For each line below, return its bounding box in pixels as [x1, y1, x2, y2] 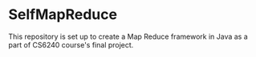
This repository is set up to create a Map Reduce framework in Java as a [8, 32, 249, 41]
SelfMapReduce [8, 6, 118, 24]
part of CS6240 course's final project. [8, 40, 134, 49]
